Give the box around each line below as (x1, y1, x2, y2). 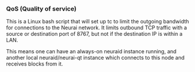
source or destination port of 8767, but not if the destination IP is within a (6, 30, 183, 37)
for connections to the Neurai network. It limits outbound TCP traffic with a (6, 24, 187, 31)
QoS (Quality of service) (6, 5, 77, 13)
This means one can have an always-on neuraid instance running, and (6, 48, 177, 55)
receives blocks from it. (6, 60, 64, 67)
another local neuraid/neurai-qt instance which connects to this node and (6, 54, 185, 61)
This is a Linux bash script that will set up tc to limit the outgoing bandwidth (6, 18, 190, 25)
